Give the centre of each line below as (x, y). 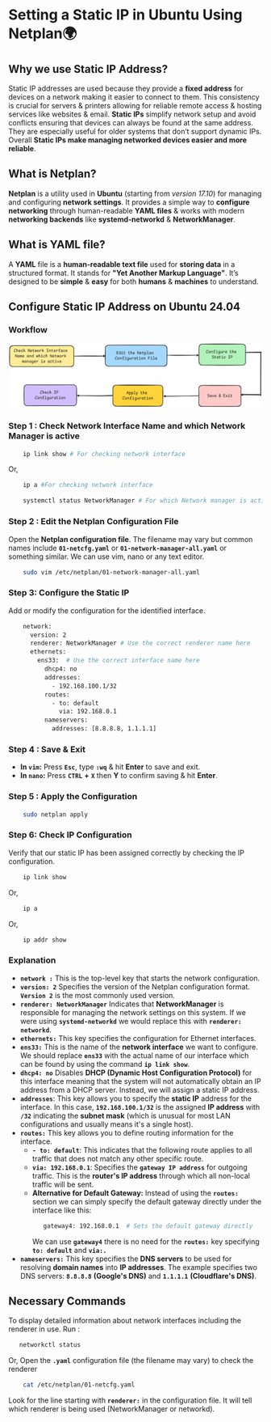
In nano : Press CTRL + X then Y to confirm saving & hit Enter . (119, 776)
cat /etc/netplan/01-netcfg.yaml (79, 1385)
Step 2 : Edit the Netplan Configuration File (94, 522)
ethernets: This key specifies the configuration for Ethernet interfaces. (138, 1038)
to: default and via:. (69, 1250)
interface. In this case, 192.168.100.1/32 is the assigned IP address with (140, 1107)
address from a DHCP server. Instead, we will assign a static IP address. (140, 1090)
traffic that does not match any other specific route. (118, 1158)
